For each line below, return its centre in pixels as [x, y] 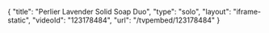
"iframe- [247, 12]
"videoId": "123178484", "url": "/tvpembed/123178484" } [126, 20]
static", [19, 20]
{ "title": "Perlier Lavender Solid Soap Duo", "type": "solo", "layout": [120, 12]
